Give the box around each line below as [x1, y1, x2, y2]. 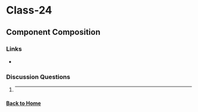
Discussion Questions [6, 73, 71, 81]
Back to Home [6, 100, 41, 107]
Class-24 [6, 4, 52, 17]
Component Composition [6, 27, 101, 37]
